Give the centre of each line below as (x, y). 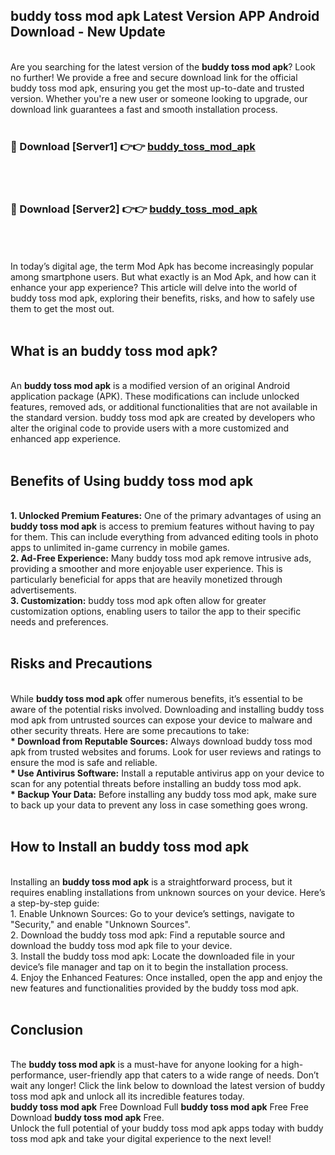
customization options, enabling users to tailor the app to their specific (156, 611)
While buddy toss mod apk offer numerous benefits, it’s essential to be (156, 698)
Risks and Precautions (81, 664)
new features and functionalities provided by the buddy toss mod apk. (155, 988)
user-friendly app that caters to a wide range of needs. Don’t (194, 1075)
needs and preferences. (59, 622)
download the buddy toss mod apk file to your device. (121, 945)
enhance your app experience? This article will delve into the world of (154, 288)
